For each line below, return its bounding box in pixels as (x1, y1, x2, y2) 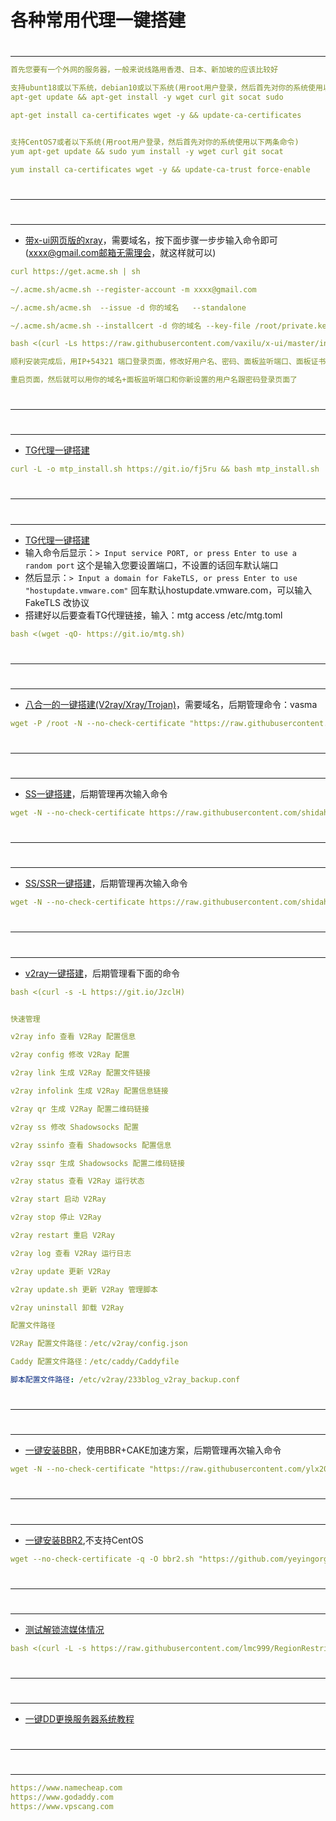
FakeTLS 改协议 (24, 596, 90, 608)
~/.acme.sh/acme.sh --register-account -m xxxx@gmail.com (10, 284, 257, 295)
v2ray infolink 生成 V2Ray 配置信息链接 (10, 1086, 169, 1096)
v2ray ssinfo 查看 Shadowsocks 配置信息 (10, 1140, 172, 1150)
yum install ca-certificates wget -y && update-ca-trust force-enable (10, 164, 311, 175)
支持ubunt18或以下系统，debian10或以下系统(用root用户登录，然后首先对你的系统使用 (10, 83, 323, 93)
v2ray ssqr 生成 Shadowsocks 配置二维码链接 (10, 1158, 185, 1168)
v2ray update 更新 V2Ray (10, 1266, 111, 1276)
